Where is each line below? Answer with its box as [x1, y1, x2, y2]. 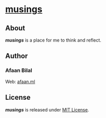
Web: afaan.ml [5, 78, 35, 85]
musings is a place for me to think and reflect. [5, 37, 101, 43]
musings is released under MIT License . [5, 106, 89, 112]
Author [5, 52, 28, 60]
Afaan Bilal [5, 67, 32, 74]
